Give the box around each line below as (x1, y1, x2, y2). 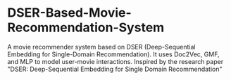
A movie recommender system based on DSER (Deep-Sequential (7, 42, 196, 51)
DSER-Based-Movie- (7, 5, 132, 21)
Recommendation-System (7, 19, 165, 35)
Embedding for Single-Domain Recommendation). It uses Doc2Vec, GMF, (7, 50, 220, 58)
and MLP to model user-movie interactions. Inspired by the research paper (7, 57, 224, 65)
